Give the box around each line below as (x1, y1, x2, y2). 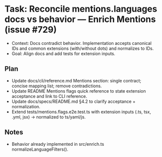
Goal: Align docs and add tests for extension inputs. (11, 50, 115, 57)
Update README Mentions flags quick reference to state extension (11, 88, 146, 94)
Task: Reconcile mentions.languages (4, 3, 158, 15)
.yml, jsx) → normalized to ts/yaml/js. (11, 114, 86, 120)
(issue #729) (4, 24, 57, 35)
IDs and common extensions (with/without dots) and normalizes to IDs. (11, 45, 154, 51)
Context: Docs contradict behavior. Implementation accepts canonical (11, 40, 152, 46)
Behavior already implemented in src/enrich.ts (11, 141, 104, 147)
